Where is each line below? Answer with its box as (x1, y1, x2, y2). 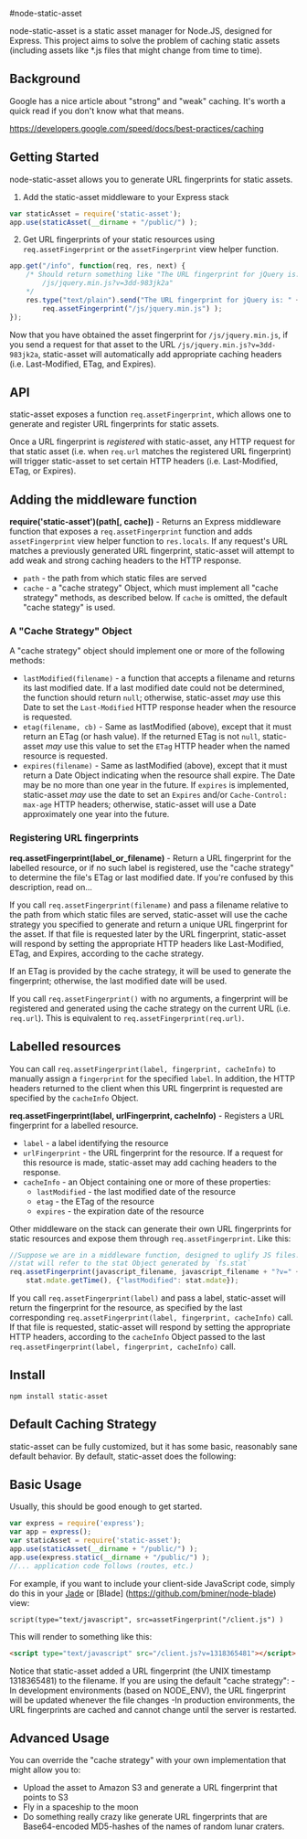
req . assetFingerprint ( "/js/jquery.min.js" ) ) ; (42, 303, 223, 314)
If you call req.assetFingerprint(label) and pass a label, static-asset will (9, 1292, 286, 1303)
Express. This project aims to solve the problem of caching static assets (9, 36, 281, 46)
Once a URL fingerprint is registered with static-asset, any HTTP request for (9, 436, 295, 447)
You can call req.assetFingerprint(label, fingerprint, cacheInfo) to (9, 1063, 276, 1074)
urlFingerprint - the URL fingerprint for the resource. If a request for (22, 1147, 283, 1158)
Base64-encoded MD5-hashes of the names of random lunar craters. (22, 1821, 285, 1832)
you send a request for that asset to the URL (9, 338, 176, 350)
